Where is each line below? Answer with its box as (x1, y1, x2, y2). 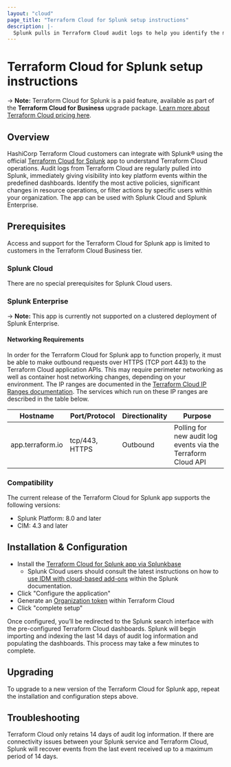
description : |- (7, 23, 54, 30)
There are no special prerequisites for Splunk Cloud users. (7, 279, 173, 288)
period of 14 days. (7, 753, 58, 761)
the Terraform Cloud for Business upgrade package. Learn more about (7, 104, 210, 112)
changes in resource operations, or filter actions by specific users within (7, 186, 212, 194)
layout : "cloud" (7, 10, 54, 17)
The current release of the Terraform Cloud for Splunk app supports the (7, 493, 211, 501)
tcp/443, (69, 435, 98, 445)
